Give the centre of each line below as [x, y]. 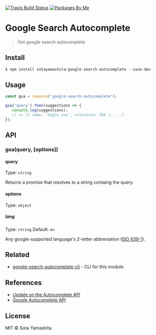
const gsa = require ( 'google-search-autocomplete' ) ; [61, 96]
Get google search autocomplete [51, 42]
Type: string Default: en [30, 229]
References [23, 283]
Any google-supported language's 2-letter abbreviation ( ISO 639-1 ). [75, 239]
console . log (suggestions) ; [40, 110]
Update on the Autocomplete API [46, 295]
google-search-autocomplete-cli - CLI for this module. [68, 267]
